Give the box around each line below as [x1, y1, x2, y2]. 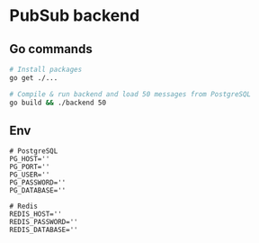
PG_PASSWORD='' [9, 178, 67, 187]
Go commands [9, 41, 93, 57]
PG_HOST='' [9, 155, 50, 164]
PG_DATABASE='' [9, 186, 67, 195]
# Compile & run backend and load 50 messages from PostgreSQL [9, 89, 252, 99]
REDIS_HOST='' [9, 210, 63, 219]
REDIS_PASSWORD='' [9, 218, 78, 227]
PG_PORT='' [9, 163, 50, 172]
